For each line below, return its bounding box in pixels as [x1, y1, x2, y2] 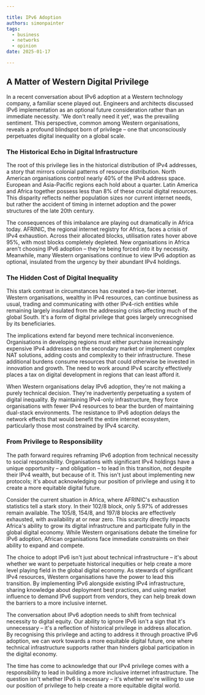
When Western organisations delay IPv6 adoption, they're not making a [6, 383, 185, 390]
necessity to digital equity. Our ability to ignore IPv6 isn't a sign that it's [6, 618, 185, 625]
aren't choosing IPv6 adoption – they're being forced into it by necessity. [6, 245, 190, 252]
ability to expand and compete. [6, 542, 84, 549]
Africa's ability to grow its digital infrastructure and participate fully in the [6, 522, 191, 529]
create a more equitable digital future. [6, 484, 102, 491]
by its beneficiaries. [6, 320, 56, 327]
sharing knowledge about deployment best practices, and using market [6, 586, 187, 593]
